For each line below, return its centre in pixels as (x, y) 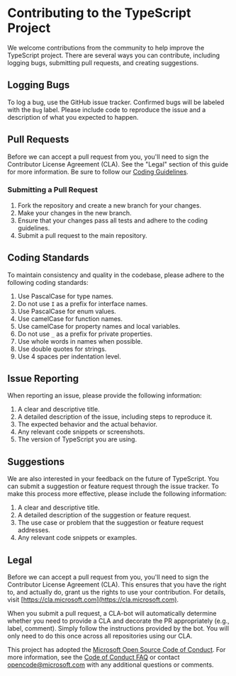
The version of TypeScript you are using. (77, 439)
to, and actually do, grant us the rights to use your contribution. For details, (117, 592)
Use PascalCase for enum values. (67, 311)
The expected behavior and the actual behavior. (88, 424)
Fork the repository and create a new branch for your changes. (109, 205)
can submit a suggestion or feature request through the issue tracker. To (113, 486)
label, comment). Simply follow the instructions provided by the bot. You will (118, 629)
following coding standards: (48, 282)
